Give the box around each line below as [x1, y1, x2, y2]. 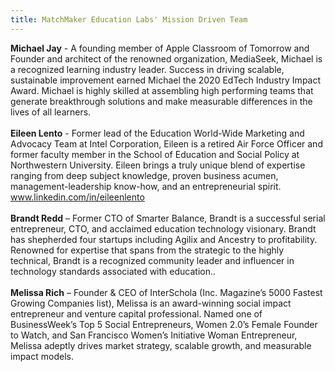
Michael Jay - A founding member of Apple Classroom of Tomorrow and [10, 42, 310, 54]
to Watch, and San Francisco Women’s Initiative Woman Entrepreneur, [10, 329, 298, 341]
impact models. [10, 350, 74, 362]
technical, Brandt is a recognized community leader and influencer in [10, 254, 295, 266]
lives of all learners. [10, 106, 92, 118]
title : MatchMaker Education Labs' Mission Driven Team [10, 14, 248, 25]
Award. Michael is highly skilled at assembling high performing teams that [10, 84, 314, 96]
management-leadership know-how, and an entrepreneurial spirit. [10, 180, 282, 192]
